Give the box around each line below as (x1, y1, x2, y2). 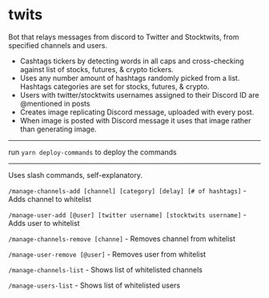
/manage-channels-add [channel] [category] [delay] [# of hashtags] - (8, 186, 247, 195)
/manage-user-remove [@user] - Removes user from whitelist (8, 249, 207, 259)
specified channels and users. (8, 40, 108, 50)
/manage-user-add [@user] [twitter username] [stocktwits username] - (8, 210, 247, 219)
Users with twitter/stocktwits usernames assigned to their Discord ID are (19, 90, 259, 99)
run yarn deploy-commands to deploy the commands (8, 147, 178, 157)
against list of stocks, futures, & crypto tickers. (19, 64, 174, 74)
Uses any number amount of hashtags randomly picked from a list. (19, 73, 240, 83)
